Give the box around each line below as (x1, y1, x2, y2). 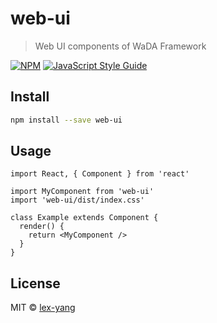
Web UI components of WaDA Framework (34, 40, 207, 52)
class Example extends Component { (10, 213, 159, 223)
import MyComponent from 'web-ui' (10, 187, 155, 197)
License (10, 275, 61, 292)
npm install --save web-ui (10, 115, 123, 125)
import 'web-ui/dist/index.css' (10, 195, 145, 206)
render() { (19, 222, 65, 232)
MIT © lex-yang (10, 302, 76, 314)
